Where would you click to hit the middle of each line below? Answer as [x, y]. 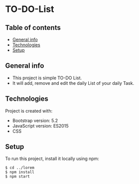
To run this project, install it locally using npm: [52, 159]
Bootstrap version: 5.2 [35, 120]
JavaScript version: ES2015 [40, 126]
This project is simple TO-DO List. [47, 78]
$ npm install [20, 172]
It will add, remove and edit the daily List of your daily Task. [73, 83]
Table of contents [33, 28]
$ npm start [17, 177]
